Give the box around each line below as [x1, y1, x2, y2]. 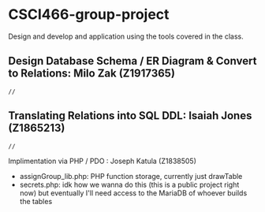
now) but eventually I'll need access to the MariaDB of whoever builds [19, 188, 248, 198]
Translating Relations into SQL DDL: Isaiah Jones [8, 109, 252, 123]
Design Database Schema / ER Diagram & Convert [8, 54, 257, 68]
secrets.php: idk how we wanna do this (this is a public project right [19, 180, 240, 189]
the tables [19, 196, 53, 206]
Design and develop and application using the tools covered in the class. [8, 32, 244, 41]
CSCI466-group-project [8, 6, 170, 24]
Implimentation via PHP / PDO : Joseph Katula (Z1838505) [8, 156, 197, 166]
